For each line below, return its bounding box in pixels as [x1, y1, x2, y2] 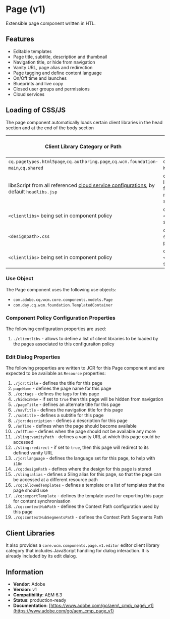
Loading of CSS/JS [6, 106, 66, 115]
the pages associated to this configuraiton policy [13, 341, 115, 347]
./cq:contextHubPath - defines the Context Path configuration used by [13, 503, 159, 509]
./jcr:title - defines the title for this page [13, 380, 103, 386]
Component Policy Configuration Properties [6, 314, 116, 321]
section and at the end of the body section [6, 125, 94, 131]
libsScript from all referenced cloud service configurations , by [8, 182, 155, 189]
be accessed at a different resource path [13, 477, 98, 483]
